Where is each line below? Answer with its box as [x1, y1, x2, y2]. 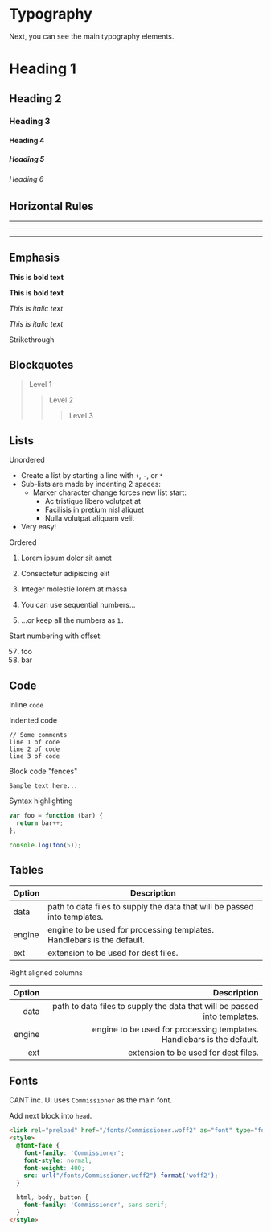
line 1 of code [9, 738, 60, 747]
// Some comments [9, 731, 68, 740]
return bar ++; [16, 819, 64, 827]
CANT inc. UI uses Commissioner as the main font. [9, 1095, 172, 1105]
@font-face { [16, 1142, 60, 1150]
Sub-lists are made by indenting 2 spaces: [20, 480, 162, 489]
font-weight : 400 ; [23, 1164, 85, 1172]
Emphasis [9, 251, 60, 265]
